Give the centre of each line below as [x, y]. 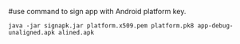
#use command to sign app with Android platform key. [97, 11]
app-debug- [215, 26]
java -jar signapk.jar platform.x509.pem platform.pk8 [101, 26]
